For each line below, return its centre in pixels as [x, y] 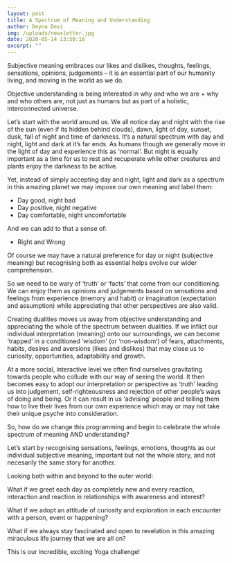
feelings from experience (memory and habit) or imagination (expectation [112, 298]
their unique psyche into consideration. [63, 414]
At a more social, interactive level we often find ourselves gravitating [105, 369]
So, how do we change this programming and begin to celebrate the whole [114, 427]
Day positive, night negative [57, 208]
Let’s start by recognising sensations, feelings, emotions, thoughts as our [111, 448]
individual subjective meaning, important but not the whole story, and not [111, 455]
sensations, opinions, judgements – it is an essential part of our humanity [111, 73]
